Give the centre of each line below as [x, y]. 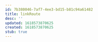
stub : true [16, 32]
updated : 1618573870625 [29, 23]
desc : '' [14, 18]
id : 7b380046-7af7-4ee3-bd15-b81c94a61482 [49, 9]
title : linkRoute [23, 14]
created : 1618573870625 [29, 28]
